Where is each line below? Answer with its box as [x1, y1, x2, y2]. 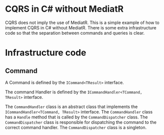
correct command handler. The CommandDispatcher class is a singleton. [5, 124, 147, 130]
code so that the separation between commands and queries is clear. [5, 30, 145, 36]
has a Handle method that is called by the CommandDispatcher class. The [5, 114, 148, 120]
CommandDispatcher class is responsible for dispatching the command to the [5, 119, 157, 125]
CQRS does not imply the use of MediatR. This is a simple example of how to [5, 20, 160, 25]
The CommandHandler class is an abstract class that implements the [5, 104, 138, 110]
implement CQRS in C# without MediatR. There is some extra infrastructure [5, 24, 157, 30]
